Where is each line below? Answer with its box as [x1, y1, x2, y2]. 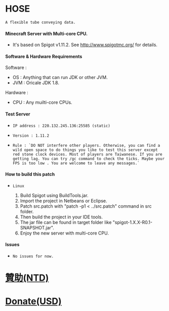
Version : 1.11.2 [12, 133, 50, 138]
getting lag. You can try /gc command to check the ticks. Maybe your [12, 156, 165, 161]
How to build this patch [5, 171, 55, 177]
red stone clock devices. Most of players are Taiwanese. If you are [12, 151, 163, 157]
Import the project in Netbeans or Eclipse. [20, 198, 107, 204]
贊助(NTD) [5, 272, 49, 284]
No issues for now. [12, 254, 54, 259]
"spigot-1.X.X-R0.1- [112, 219, 153, 225]
